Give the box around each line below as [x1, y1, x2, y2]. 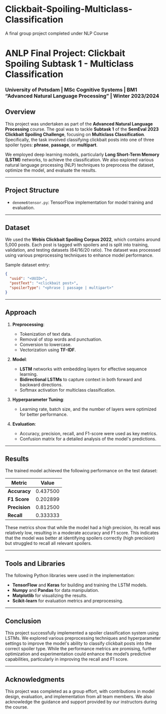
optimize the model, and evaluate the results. [5, 167, 97, 173]
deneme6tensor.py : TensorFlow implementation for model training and [12, 199, 153, 205]
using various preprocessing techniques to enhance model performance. [5, 252, 154, 258]
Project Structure [5, 186, 59, 195]
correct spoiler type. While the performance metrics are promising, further [5, 646, 157, 652]
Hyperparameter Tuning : [12, 397, 65, 402]
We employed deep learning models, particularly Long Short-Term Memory [5, 151, 160, 157]
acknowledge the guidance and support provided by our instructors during [5, 699, 157, 705]
